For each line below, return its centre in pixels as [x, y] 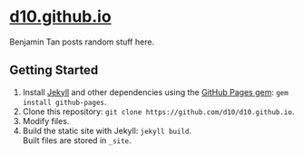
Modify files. [46, 121]
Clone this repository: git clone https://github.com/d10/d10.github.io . [158, 111]
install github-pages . [64, 102]
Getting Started [54, 70]
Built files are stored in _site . [77, 140]
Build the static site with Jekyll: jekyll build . [107, 131]
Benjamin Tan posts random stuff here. [82, 42]
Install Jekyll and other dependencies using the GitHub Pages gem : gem [155, 92]
